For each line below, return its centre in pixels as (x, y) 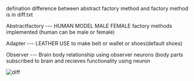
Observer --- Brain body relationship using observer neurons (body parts (95, 54)
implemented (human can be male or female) (61, 32)
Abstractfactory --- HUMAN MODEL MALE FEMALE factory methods (89, 26)
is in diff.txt (20, 15)
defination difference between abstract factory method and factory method (97, 8)
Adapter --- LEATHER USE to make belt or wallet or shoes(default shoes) (94, 43)
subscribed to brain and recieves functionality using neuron (78, 61)
